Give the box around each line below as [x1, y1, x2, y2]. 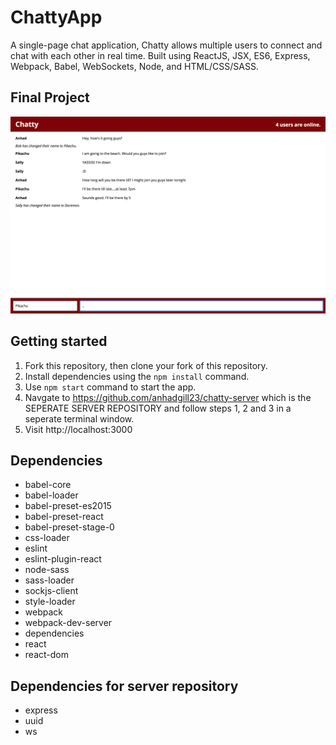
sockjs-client [24, 585, 79, 597]
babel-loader [24, 489, 79, 501]
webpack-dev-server [24, 617, 113, 629]
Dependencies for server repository [10, 677, 239, 695]
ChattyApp [10, 6, 103, 29]
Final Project [10, 89, 90, 106]
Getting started [10, 333, 108, 350]
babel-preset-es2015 [24, 500, 112, 512]
